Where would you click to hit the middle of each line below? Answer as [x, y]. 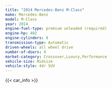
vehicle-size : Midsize [29, 61]
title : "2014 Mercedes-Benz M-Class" [45, 10]
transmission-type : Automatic [37, 43]
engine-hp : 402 [21, 33]
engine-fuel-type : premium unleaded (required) [56, 29]
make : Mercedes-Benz [27, 15]
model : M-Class [21, 19]
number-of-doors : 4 [26, 52]
